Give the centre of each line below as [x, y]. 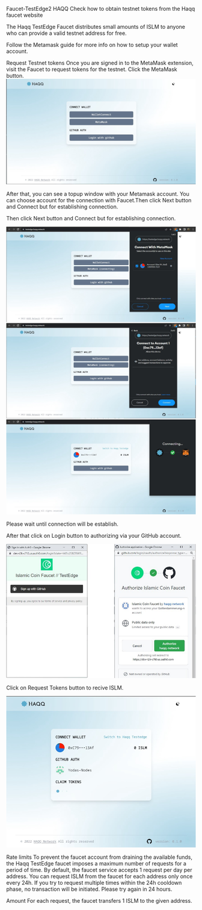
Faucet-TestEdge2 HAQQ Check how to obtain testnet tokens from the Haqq [101, 9]
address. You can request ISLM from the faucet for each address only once [99, 876]
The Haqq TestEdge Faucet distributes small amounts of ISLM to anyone [96, 27]
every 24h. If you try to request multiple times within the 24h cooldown [94, 883]
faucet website [25, 15]
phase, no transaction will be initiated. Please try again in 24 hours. [89, 889]
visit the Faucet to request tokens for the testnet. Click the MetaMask [92, 69]
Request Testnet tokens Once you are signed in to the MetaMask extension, [100, 63]
